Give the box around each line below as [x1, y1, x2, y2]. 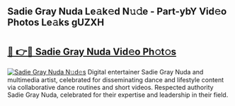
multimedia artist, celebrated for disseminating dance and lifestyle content [7, 76, 224, 84]
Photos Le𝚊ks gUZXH [7, 17, 105, 29]
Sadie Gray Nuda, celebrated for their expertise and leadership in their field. [7, 91, 229, 99]
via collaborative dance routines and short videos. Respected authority [7, 84, 214, 91]
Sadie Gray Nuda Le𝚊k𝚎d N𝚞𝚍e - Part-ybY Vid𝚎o [7, 6, 227, 18]
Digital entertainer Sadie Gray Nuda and [87, 68, 204, 76]
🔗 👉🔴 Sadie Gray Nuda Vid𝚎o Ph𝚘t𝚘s [7, 46, 177, 58]
